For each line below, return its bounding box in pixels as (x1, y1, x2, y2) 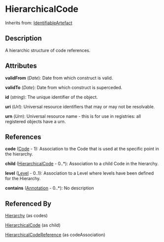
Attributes (5, 62, 37, 70)
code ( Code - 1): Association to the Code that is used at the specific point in (5, 146, 159, 152)
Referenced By (5, 199, 52, 208)
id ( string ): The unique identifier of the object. (5, 94, 98, 100)
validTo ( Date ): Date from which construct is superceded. (5, 84, 123, 90)
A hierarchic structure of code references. (5, 47, 91, 53)
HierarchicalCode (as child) (5, 222, 61, 228)
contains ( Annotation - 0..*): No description (5, 185, 94, 191)
